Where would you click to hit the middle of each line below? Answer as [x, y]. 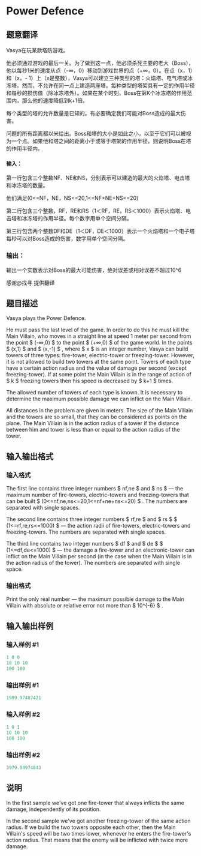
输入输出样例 [30, 626]
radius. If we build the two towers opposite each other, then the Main [91, 827]
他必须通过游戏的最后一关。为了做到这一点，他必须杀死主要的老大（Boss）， [100, 63]
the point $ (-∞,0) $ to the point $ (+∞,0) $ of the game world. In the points [99, 343]
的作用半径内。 [25, 149]
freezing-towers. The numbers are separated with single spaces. [86, 532]
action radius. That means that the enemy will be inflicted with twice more [97, 840]
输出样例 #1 [22, 685]
